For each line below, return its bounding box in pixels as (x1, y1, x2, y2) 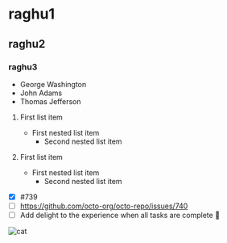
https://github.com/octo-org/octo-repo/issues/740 (19, 201, 188, 211)
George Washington (19, 79, 87, 89)
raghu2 (8, 37, 46, 51)
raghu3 (8, 61, 38, 73)
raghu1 (8, 5, 55, 23)
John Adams (19, 88, 63, 98)
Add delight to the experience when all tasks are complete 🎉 (19, 211, 220, 220)
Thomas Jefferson (19, 96, 82, 106)
